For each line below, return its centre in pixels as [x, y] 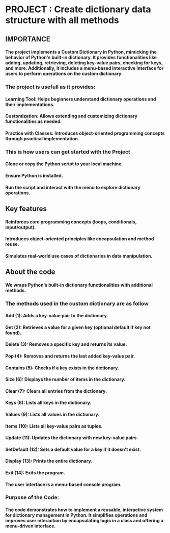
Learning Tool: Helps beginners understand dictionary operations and [81, 99]
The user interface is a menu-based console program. [64, 484]
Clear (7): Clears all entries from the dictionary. [56, 391]
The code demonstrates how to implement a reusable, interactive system [84, 510]
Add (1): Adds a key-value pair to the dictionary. [57, 316]
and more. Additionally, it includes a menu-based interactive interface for [84, 68]
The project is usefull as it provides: [50, 87]
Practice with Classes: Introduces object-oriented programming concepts [85, 133]
